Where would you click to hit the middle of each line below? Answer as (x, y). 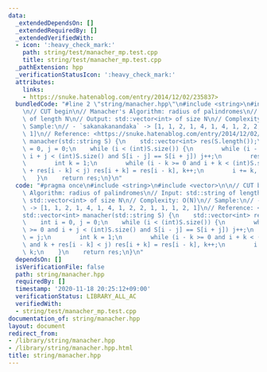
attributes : (35, 82)
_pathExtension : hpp (49, 68)
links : (33, 89)
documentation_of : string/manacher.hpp (74, 319)
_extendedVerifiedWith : (54, 38)
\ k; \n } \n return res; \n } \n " (83, 252)
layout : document (37, 326)
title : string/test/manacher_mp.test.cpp (92, 60)
